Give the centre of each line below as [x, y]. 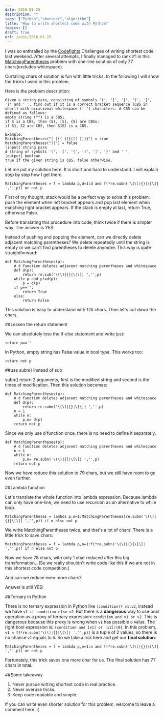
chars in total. [19, 665]
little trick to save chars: [29, 535]
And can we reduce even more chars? [43, 577]
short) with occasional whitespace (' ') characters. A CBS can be [75, 109]
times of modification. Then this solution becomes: [56, 385]
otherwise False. [22, 212]
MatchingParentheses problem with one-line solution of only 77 [69, 61]
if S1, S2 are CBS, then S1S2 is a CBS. [47, 126]
